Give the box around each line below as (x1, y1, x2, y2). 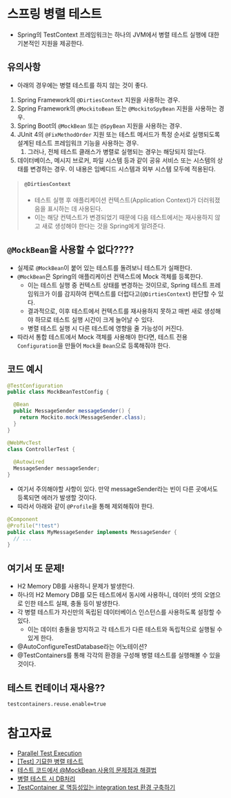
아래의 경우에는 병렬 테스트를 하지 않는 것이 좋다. (17, 81, 148, 89)
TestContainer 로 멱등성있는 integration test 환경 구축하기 (17, 783, 176, 791)
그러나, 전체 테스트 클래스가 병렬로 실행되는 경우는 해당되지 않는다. (27, 147, 206, 155)
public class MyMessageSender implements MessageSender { (7, 529, 177, 535)
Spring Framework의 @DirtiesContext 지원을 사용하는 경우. (17, 95, 181, 104)
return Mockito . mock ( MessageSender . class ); (19, 414, 147, 421)
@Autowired (13, 459, 45, 466)
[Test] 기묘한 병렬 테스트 (17, 757, 84, 766)
